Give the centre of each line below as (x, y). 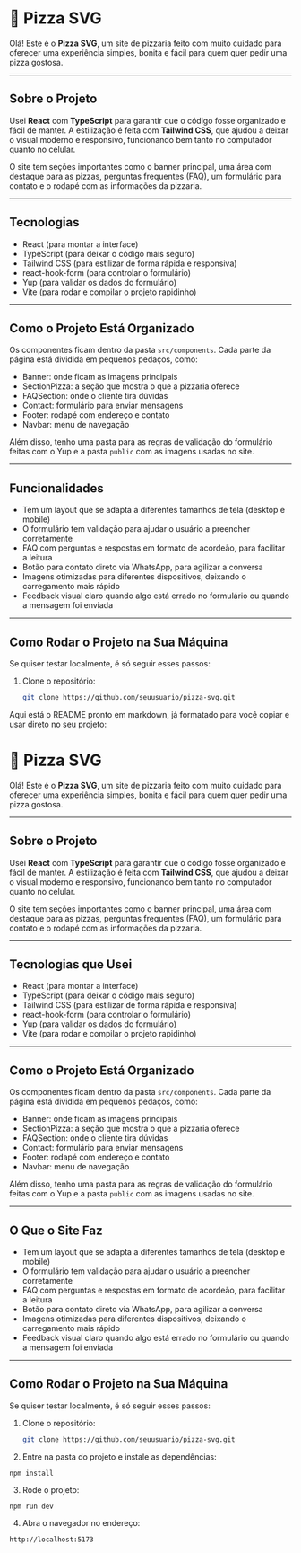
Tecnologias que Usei (71, 965)
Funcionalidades (57, 488)
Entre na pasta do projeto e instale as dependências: (119, 1456)
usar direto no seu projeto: (58, 724)
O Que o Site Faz (56, 1230)
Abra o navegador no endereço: (81, 1522)
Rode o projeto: (51, 1489)
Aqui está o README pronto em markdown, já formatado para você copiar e (149, 714)
